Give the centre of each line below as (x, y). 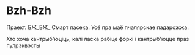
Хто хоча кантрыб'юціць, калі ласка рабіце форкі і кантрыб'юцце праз (98, 39)
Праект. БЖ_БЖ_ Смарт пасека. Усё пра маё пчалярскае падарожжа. (98, 27)
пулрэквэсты (24, 45)
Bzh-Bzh (29, 11)
